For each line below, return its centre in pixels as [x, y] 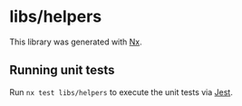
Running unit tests [62, 70]
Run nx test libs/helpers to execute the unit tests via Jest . [121, 92]
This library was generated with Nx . [76, 42]
